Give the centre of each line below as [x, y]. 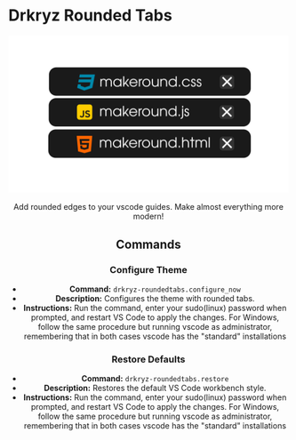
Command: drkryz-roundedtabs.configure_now [155, 289]
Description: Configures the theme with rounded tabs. [155, 299]
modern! [148, 216]
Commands [148, 244]
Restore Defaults [148, 359]
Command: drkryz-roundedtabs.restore [155, 379]
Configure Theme [148, 269]
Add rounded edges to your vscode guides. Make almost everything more [148, 207]
